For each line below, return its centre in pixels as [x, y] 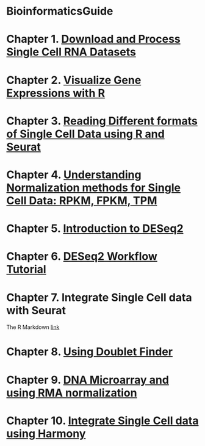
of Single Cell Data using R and [85, 134]
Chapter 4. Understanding [74, 174]
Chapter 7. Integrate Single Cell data [99, 297]
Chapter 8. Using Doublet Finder [89, 352]
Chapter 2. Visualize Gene [74, 80]
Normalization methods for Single [94, 188]
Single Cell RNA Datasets [71, 52]
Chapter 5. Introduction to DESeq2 [95, 228]
